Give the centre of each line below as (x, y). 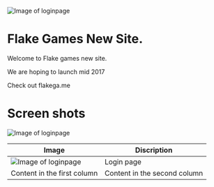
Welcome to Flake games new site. (57, 58)
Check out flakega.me (39, 85)
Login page (123, 162)
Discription (154, 150)
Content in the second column (154, 173)
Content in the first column (54, 173)
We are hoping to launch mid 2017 (56, 72)
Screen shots (46, 113)
